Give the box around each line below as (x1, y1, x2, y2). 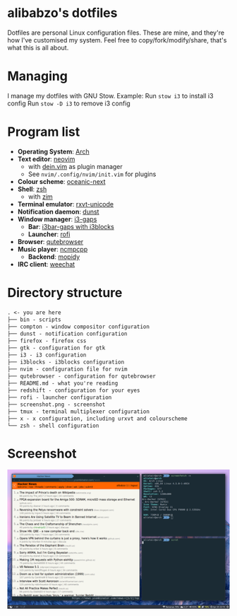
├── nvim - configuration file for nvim (7, 366, 128, 373)
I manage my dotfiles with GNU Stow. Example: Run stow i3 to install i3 (7, 91, 214, 100)
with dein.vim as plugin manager (28, 162, 123, 170)
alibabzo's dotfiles (7, 5, 118, 21)
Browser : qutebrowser (17, 237, 84, 245)
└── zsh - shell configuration (7, 422, 99, 429)
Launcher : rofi (28, 230, 71, 238)
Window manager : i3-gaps (17, 214, 97, 223)
